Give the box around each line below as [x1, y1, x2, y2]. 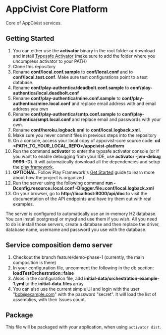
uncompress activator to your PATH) [12, 58, 87, 64]
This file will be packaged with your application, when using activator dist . [5, 324, 162, 330]
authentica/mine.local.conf [12, 101, 71, 107]
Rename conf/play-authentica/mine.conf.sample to [12, 95, 121, 101]
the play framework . [12, 164, 54, 170]
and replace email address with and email [71, 101, 157, 107]
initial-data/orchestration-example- [84, 275, 160, 281]
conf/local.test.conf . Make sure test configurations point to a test [12, 74, 148, 80]
